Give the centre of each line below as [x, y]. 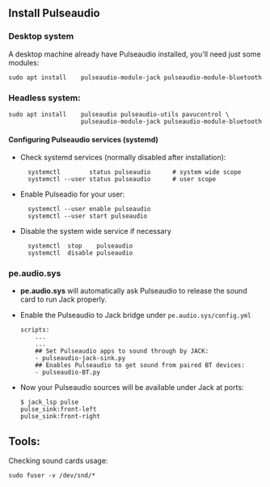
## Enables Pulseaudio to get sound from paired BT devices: [140, 366]
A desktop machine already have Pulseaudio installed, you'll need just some [135, 54]
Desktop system [41, 36]
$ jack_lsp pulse [49, 402]
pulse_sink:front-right [60, 417]
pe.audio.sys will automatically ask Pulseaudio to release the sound [134, 291]
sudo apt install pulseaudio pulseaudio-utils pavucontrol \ [119, 114]
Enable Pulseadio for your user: [72, 194]
